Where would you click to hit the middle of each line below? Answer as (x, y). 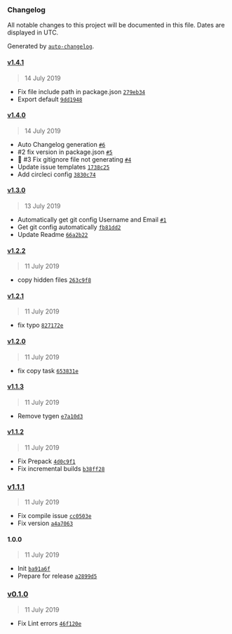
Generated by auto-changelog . (51, 46)
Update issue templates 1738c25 (63, 167)
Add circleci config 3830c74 (56, 174)
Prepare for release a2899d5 (57, 576)
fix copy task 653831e (48, 370)
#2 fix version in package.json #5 (65, 152)
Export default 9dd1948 (50, 99)
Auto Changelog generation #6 (61, 144)
